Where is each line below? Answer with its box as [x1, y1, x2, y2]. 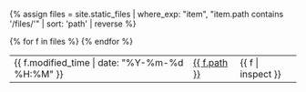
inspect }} [240, 68, 281, 80]
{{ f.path [192, 56, 229, 68]
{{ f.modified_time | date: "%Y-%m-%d [14, 56, 184, 68]
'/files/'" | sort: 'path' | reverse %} [9, 18, 137, 29]
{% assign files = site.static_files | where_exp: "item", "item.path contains [9, 9, 284, 19]
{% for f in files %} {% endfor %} [9, 36, 134, 46]
